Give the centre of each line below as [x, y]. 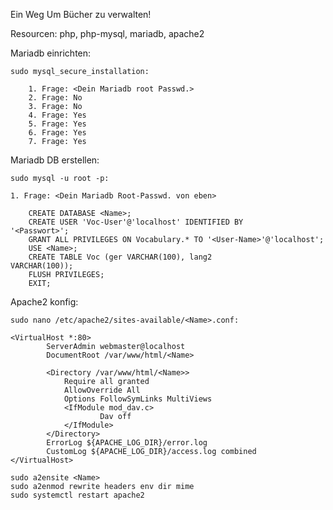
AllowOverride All [102, 390]
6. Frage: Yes [57, 133]
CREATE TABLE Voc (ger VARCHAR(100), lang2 [120, 257]
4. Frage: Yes [57, 115]
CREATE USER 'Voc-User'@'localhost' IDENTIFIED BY [136, 222]
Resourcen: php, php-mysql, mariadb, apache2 [107, 33]
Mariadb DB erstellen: [55, 160]
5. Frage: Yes [57, 124]
